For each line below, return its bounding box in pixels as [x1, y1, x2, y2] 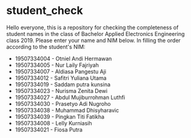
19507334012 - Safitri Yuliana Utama [15, 74, 107, 81]
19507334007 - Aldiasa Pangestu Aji [15, 67, 107, 75]
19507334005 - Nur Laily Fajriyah [15, 61, 99, 69]
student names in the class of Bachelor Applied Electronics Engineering [6, 30, 185, 37]
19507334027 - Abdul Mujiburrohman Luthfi [15, 94, 126, 101]
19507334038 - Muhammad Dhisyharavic [15, 106, 119, 114]
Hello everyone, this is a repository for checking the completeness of [6, 24, 179, 31]
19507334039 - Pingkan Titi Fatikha [15, 113, 105, 120]
